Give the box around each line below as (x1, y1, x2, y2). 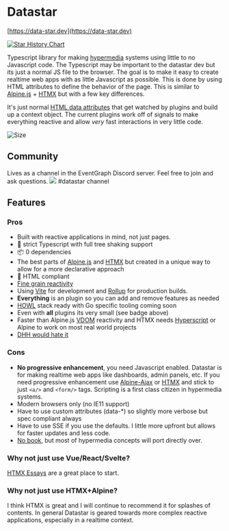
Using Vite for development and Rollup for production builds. (16, 287, 188, 295)
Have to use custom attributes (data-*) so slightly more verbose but (16, 407, 208, 415)
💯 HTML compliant (16, 272, 70, 281)
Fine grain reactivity (16, 280, 74, 288)
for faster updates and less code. (16, 429, 111, 437)
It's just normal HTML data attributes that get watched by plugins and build (7, 103, 218, 111)
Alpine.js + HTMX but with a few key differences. (7, 90, 145, 98)
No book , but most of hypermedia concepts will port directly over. (16, 436, 203, 444)
